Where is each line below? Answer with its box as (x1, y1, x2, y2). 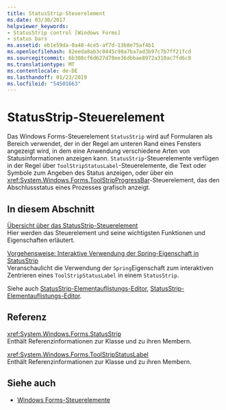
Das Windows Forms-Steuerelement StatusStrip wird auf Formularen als (7, 132, 213, 141)
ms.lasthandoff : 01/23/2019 (7, 73, 88, 81)
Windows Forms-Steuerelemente (16, 396, 111, 404)
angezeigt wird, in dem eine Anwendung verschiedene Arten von (7, 147, 190, 155)
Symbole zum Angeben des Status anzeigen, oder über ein (7, 169, 173, 177)
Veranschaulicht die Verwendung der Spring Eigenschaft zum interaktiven (7, 264, 214, 272)
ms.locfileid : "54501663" (7, 80, 81, 87)
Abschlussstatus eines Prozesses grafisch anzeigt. (7, 183, 151, 192)
